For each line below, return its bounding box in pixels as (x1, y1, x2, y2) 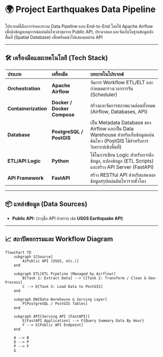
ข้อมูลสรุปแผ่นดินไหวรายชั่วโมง (90, 177, 147, 184)
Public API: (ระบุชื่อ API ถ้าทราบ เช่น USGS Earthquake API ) (12, 215, 124, 221)
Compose (51, 111, 75, 118)
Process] (5, 280, 23, 285)
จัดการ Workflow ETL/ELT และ (90, 79, 154, 86)
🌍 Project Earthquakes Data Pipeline (5, 4, 156, 15)
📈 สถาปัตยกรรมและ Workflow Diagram (5, 235, 113, 243)
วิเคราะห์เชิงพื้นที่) (90, 143, 122, 150)
